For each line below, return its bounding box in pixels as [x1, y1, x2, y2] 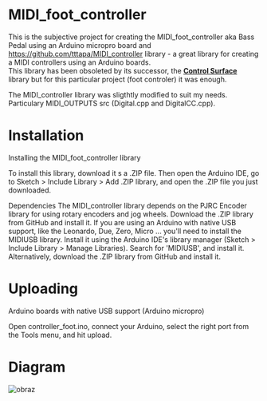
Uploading [8, 280, 78, 298]
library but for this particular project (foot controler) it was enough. [8, 74, 227, 84]
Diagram [8, 358, 66, 376]
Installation [8, 126, 84, 145]
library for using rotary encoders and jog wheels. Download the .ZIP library [8, 209, 253, 219]
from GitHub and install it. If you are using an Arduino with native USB [8, 217, 237, 227]
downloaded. [8, 185, 52, 195]
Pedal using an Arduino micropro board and [8, 40, 151, 50]
